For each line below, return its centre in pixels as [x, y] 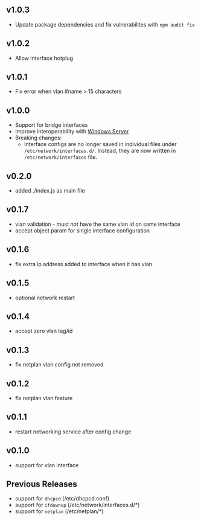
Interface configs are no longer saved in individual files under [100, 144]
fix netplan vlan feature [44, 398]
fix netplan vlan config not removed [59, 365]
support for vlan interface [47, 465]
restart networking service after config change [73, 432]
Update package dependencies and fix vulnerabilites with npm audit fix [105, 24]
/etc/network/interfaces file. [61, 157]
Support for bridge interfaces [51, 125]
